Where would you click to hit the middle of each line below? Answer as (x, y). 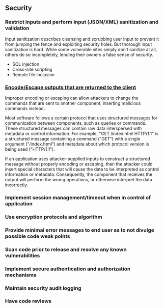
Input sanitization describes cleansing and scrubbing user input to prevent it (82, 39)
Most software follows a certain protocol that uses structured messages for (81, 118)
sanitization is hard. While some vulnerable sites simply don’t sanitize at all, (81, 49)
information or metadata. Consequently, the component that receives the (79, 174)
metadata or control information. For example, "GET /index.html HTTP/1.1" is (82, 133)
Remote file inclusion (33, 74)
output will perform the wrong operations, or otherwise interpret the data (79, 179)
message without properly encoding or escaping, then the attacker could (79, 164)
